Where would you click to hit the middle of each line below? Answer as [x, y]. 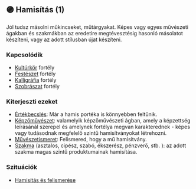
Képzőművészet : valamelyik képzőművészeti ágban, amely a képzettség [102, 121]
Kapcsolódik [24, 55]
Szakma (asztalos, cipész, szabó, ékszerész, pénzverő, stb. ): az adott [100, 145]
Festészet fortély [35, 74]
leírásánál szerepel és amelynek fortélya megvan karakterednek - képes [102, 127]
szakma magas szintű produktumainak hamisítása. [76, 152]
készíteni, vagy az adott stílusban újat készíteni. [64, 39]
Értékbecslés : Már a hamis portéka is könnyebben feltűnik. [86, 114]
